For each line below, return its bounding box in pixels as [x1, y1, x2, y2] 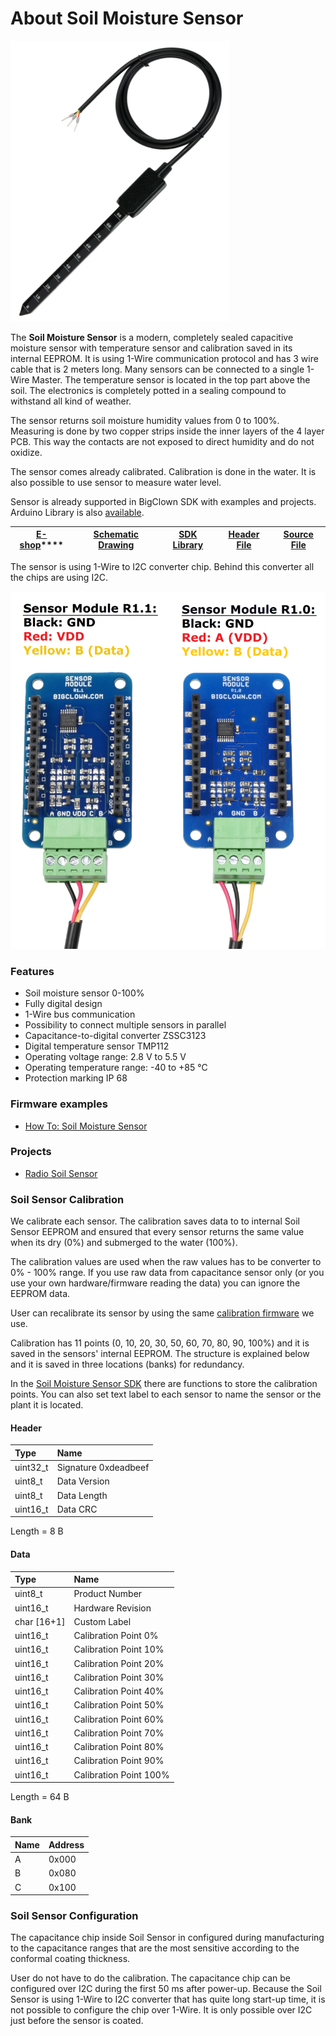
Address [48, 1838, 85, 1851]
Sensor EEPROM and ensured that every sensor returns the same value [10, 1226, 305, 1238]
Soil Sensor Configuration [10, 1908, 139, 1922]
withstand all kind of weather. [10, 395, 132, 407]
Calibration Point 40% [73, 1685, 165, 1697]
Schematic [93, 528, 140, 541]
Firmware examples [10, 1097, 108, 1111]
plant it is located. [10, 1399, 84, 1411]
